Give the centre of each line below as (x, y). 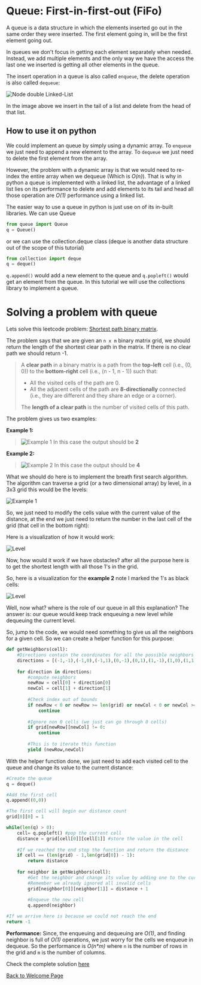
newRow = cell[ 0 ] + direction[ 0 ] (69, 683)
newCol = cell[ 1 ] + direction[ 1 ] (69, 689)
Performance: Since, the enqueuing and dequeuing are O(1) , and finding (96, 933)
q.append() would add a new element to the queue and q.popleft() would (97, 275)
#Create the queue (29, 778)
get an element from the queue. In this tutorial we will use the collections (96, 282)
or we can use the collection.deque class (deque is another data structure (97, 241)
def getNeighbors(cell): (37, 650)
